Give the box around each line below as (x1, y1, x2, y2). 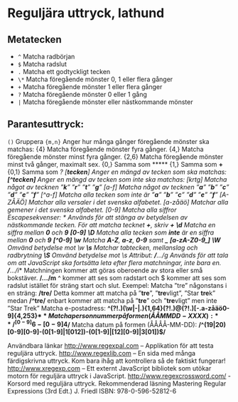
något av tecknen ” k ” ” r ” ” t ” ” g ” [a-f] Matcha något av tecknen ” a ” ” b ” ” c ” (7, 182, 229, 191)
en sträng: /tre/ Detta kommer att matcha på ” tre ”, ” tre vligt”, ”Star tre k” (7, 289, 215, 297)
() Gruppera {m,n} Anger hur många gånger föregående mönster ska (7, 137, 210, 145)
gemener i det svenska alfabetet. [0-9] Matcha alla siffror (7, 205, 177, 214)
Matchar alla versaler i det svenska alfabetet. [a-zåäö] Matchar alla (28, 197, 229, 206)
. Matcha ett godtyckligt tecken (17, 68, 111, 76)
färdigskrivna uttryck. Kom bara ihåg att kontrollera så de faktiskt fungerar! (7, 356, 226, 365)
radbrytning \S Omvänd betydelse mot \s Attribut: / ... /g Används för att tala (7, 251, 229, 259)
